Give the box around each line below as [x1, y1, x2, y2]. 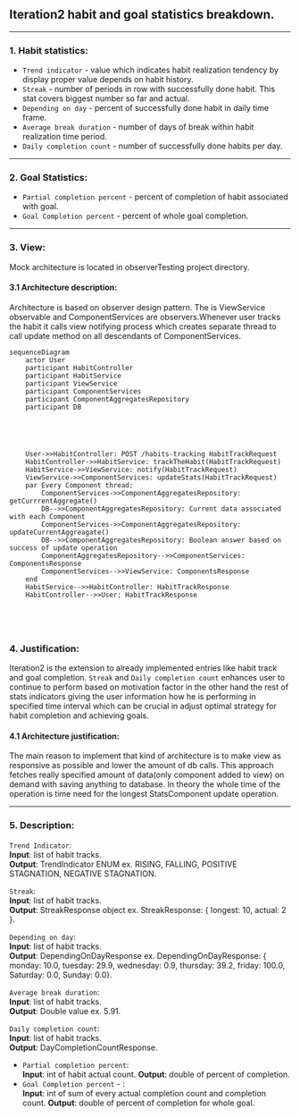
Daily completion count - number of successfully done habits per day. [21, 140, 283, 151]
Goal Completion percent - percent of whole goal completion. [21, 210, 249, 222]
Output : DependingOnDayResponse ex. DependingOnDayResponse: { [9, 950, 267, 960]
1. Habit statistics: [9, 44, 89, 56]
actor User [25, 355, 66, 365]
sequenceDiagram [9, 348, 70, 357]
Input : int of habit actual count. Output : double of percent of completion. [21, 1069, 290, 1079]
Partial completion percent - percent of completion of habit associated [21, 191, 288, 202]
